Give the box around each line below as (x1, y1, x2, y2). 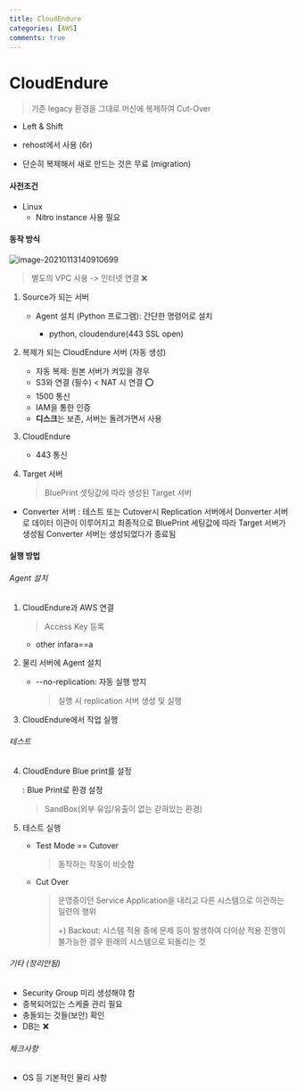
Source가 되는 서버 (21, 291, 89, 302)
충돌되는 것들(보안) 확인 (21, 1009, 105, 1021)
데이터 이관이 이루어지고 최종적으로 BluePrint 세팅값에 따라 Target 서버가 (31, 517, 286, 528)
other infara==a (35, 639, 94, 649)
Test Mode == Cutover (35, 839, 119, 851)
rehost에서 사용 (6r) (21, 139, 94, 151)
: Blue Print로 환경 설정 (21, 784, 103, 795)
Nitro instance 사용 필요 (35, 211, 120, 222)
